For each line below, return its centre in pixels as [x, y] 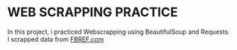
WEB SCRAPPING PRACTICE [93, 12]
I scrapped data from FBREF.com [56, 39]
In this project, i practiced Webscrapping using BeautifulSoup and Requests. [119, 32]
